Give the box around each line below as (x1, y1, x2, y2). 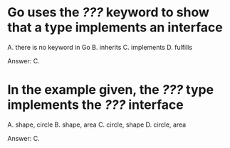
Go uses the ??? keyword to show (7, 4, 210, 21)
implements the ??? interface (7, 97, 184, 113)
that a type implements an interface (7, 19, 223, 36)
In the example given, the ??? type (7, 82, 214, 98)
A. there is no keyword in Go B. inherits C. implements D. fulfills (7, 43, 193, 51)
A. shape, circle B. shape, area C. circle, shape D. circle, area (7, 120, 187, 129)
